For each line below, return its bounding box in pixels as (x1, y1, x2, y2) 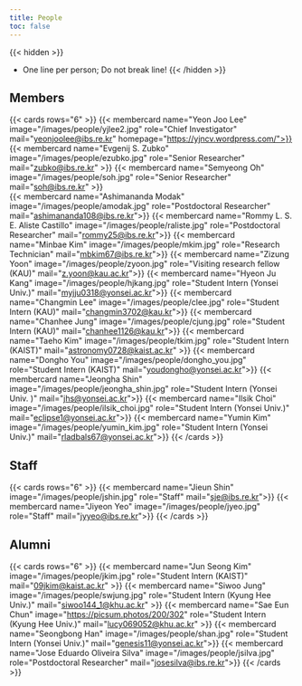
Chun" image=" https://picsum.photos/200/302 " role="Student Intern (9, 608, 267, 620)
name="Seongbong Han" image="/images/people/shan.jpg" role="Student (9, 628, 288, 639)
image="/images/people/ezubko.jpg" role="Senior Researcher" (9, 153, 246, 164)
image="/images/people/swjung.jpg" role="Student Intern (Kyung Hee (9, 589, 271, 600)
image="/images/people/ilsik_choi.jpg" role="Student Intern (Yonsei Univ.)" (9, 403, 290, 414)
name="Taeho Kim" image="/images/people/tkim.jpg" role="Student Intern (9, 336, 289, 347)
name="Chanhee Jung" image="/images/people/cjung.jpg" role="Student (9, 316, 285, 327)
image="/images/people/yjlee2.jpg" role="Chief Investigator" (9, 124, 238, 135)
